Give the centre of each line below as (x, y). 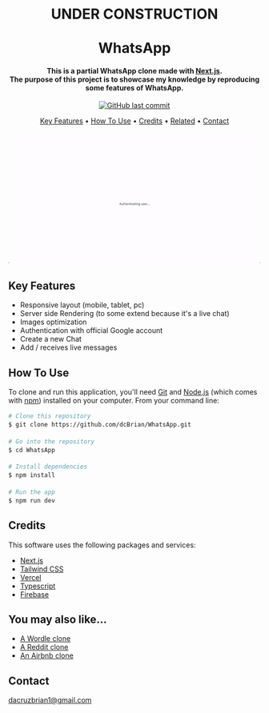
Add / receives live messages (68, 347)
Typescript (38, 586)
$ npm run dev (32, 500)
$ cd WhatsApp (32, 450)
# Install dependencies (48, 467)
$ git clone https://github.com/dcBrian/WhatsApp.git (100, 424)
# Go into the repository (51, 441)
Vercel (30, 577)
